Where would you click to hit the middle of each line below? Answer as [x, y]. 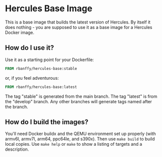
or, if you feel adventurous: [32, 78]
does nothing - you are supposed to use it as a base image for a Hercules [79, 27]
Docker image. [20, 32]
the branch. [17, 107]
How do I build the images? [47, 122]
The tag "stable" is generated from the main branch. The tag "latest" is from [81, 96]
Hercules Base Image [49, 9]
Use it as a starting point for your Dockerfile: [49, 60]
